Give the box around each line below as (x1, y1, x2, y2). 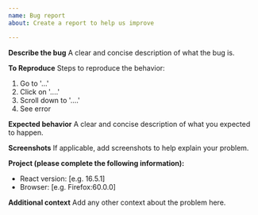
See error (19, 104, 52, 113)
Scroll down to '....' (19, 95, 81, 105)
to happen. (8, 128, 44, 137)
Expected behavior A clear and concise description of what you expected (8, 119, 251, 129)
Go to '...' (19, 79, 49, 88)
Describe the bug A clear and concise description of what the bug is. (8, 48, 235, 57)
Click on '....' (19, 86, 60, 96)
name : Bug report (8, 11, 66, 20)
